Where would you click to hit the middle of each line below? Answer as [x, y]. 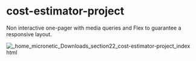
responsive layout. [29, 34]
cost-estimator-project [65, 11]
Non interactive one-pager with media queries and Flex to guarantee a [94, 28]
